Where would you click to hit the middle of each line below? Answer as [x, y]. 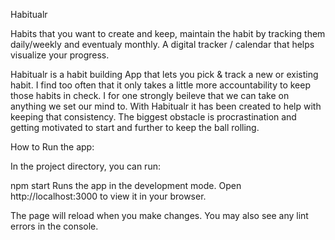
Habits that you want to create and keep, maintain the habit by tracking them [168, 33]
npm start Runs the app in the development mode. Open [126, 185]
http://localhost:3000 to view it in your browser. [108, 196]
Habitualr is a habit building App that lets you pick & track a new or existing [164, 74]
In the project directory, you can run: [85, 166]
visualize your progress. [60, 55]
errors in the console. [54, 226]
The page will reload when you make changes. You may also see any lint [159, 215]
